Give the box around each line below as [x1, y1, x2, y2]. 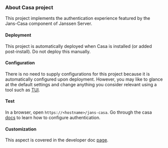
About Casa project [5, 4, 53, 11]
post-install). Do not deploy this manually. [5, 48, 91, 54]
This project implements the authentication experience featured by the [5, 15, 150, 21]
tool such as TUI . [5, 87, 40, 93]
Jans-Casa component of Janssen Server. [5, 20, 92, 26]
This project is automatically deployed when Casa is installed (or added [5, 43, 152, 49]
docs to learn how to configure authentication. [5, 114, 101, 121]
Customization [5, 126, 36, 132]
